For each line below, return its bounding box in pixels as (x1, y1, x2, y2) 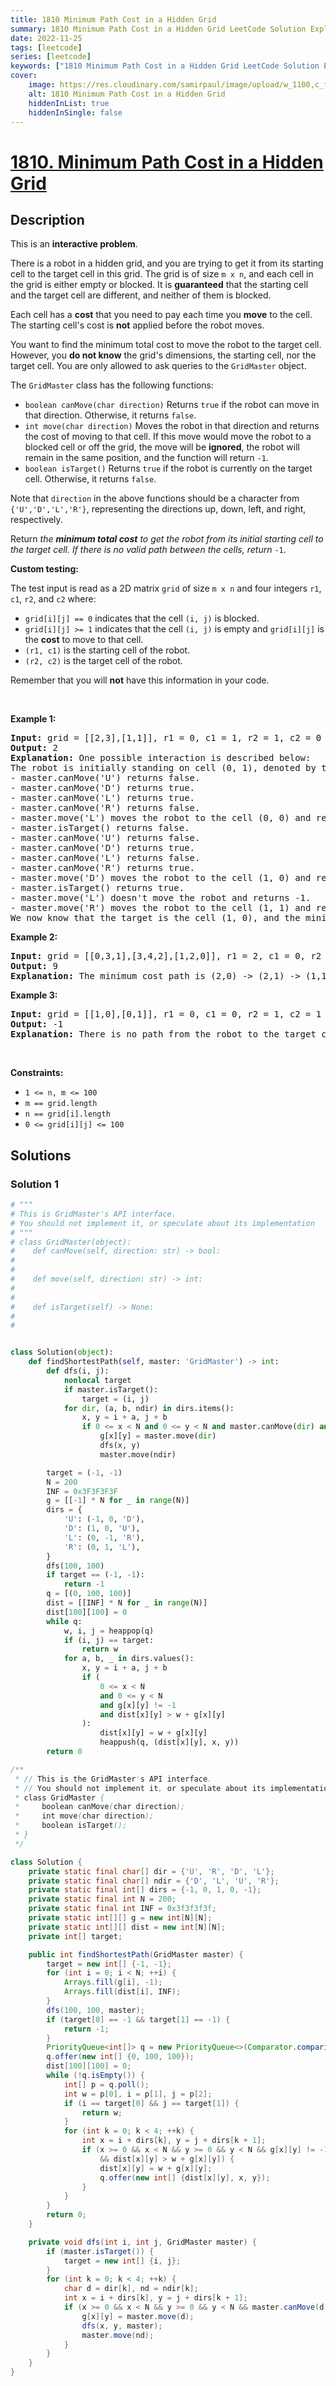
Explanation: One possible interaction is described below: (10, 752, 312, 764)
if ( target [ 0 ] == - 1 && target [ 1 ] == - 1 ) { (46, 2014, 231, 2025)
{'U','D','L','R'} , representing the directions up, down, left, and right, (10, 503, 307, 515)
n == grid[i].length (24, 1109, 111, 1120)
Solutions (10, 1147, 72, 1164)
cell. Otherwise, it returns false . (24, 473, 157, 485)
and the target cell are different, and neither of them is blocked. (10, 289, 272, 301)
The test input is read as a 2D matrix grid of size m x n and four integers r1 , (10, 582, 322, 595)
